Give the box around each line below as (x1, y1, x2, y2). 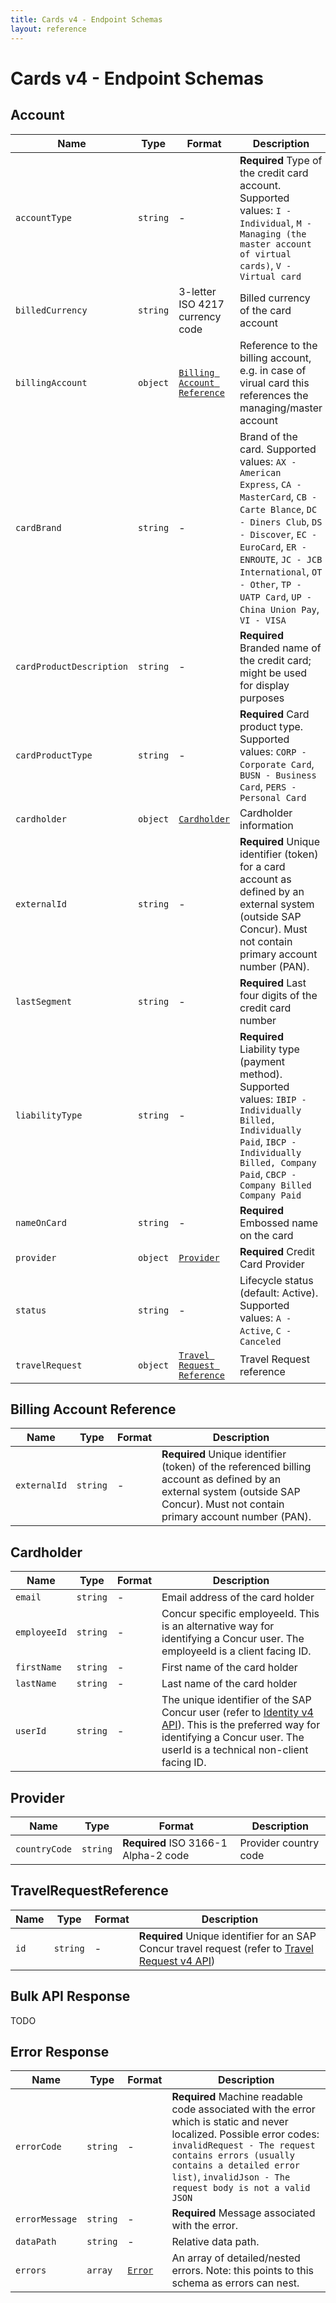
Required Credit (239, 1244, 315, 1258)
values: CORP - (239, 744, 307, 758)
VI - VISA (239, 614, 287, 626)
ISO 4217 (178, 297, 225, 311)
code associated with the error (171, 2102, 316, 2116)
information (239, 818, 294, 832)
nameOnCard (15, 1217, 67, 1228)
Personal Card (239, 792, 307, 803)
